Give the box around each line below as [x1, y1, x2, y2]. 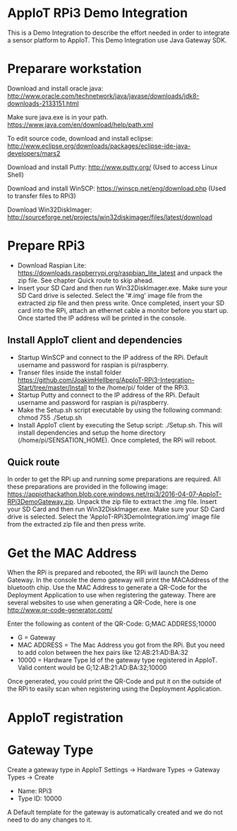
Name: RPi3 [17, 786, 52, 795]
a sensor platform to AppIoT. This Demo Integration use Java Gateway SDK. [7, 35, 227, 44]
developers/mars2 [7, 149, 61, 157]
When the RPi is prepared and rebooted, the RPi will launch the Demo [7, 568, 209, 577]
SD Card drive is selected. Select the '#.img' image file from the [17, 291, 203, 299]
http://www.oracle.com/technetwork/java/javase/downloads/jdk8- [7, 91, 200, 100]
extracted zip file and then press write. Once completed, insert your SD [17, 299, 225, 307]
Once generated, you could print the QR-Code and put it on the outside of [7, 677, 222, 686]
